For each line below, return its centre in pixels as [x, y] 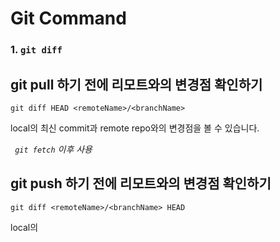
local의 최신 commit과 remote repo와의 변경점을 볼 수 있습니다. [135, 128]
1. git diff [36, 50]
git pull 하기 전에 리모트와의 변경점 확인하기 [136, 84]
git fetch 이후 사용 [53, 149]
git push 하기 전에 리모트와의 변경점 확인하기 [141, 183]
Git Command [68, 18]
